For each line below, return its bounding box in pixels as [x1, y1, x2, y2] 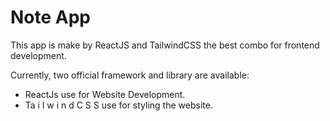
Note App [10, 6, 92, 29]
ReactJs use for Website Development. [24, 88, 186, 100]
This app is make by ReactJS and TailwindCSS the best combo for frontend [10, 39, 320, 51]
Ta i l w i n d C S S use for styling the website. [24, 99, 213, 111]
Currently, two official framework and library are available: [10, 69, 250, 81]
